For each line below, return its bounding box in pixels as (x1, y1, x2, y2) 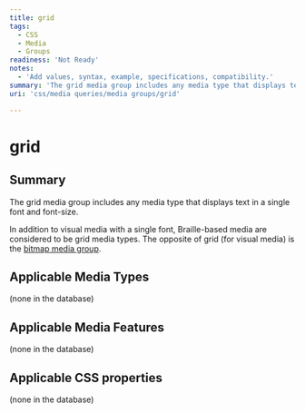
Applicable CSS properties (9, 369, 163, 386)
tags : (9, 22, 30, 31)
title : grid (9, 13, 54, 23)
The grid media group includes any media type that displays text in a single (9, 196, 290, 207)
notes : (9, 64, 34, 74)
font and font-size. (9, 206, 79, 217)
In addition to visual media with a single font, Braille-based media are (9, 223, 268, 234)
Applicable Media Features (9, 320, 165, 335)
